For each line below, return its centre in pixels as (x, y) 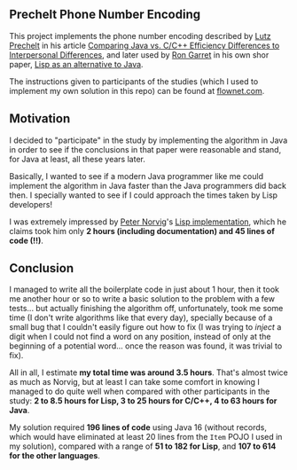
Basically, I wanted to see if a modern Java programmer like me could (137, 176)
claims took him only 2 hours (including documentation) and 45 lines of (142, 231)
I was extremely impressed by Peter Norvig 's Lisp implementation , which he (148, 222)
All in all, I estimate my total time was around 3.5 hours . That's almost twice (148, 372)
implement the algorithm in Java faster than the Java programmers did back (148, 185)
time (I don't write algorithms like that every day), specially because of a (141, 317)
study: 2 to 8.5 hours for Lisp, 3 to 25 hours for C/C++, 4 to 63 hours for (143, 401)
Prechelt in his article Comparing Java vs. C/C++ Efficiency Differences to (145, 45)
